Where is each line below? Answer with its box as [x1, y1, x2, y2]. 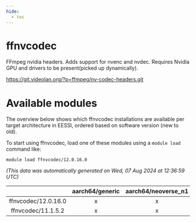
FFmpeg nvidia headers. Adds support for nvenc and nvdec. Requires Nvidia [6, 58, 190, 65]
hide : [6, 8, 19, 15]
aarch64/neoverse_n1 [125, 188, 188, 196]
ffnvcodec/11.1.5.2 [10, 207, 65, 215]
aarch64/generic [72, 188, 120, 196]
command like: [6, 145, 41, 152]
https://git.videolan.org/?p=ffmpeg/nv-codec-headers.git [6, 76, 144, 83]
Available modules [6, 96, 97, 110]
